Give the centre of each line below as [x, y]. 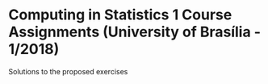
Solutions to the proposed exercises [68, 71]
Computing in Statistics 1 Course [120, 15]
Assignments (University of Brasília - [134, 32]
